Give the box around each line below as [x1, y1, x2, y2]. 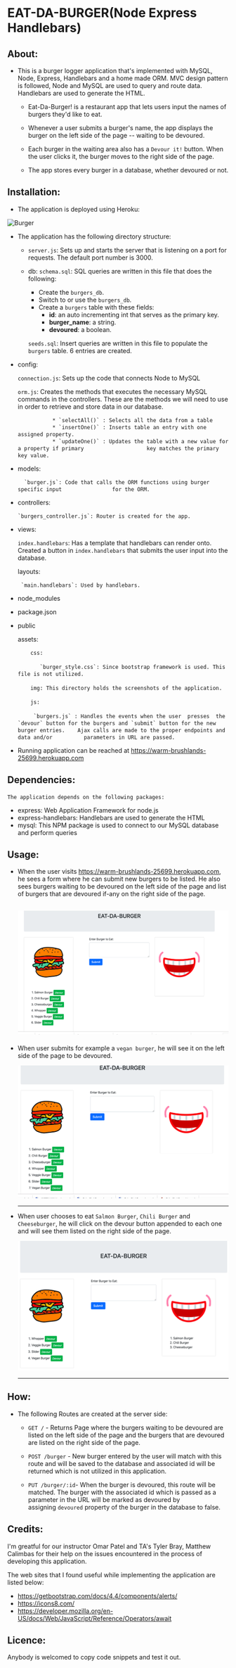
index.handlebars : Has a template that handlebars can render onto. [17, 538, 212, 547]
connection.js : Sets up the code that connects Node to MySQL [17, 374, 201, 382]
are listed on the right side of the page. [27, 1438, 140, 1446]
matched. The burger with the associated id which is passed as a [27, 1488, 216, 1496]
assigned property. [17, 431, 75, 438]
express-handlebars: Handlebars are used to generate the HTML [17, 813, 205, 822]
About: [7, 48, 39, 60]
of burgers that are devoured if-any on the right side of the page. [17, 890, 206, 898]
